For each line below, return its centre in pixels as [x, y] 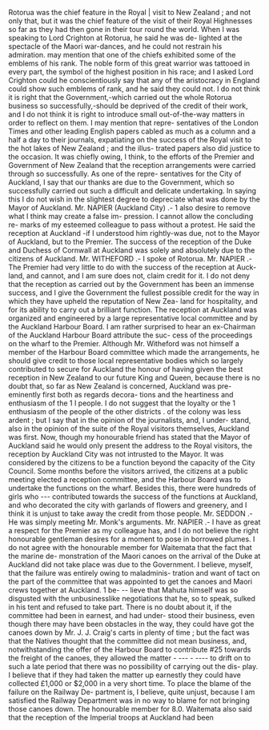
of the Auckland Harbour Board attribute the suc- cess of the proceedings [130, 335]
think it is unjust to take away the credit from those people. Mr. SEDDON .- [131, 513]
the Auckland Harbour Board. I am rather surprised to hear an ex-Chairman [132, 327]
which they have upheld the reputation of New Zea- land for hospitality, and [133, 301]
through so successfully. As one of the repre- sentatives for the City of [125, 174]
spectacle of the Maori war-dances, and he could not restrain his [115, 46]
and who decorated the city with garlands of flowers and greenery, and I [128, 505]
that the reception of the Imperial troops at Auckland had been [111, 717]
